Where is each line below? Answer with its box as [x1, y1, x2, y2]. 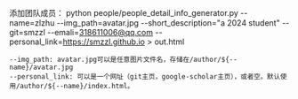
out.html [154, 36, 185, 47]
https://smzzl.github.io [62, 36, 145, 47]
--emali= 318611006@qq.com [47, 27, 154, 37]
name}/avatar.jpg [9, 63, 74, 72]
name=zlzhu [9, 18, 55, 28]
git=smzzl [9, 27, 46, 37]
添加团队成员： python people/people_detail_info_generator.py [9, 8, 238, 18]
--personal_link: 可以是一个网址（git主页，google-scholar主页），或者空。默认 [9, 72, 281, 81]
